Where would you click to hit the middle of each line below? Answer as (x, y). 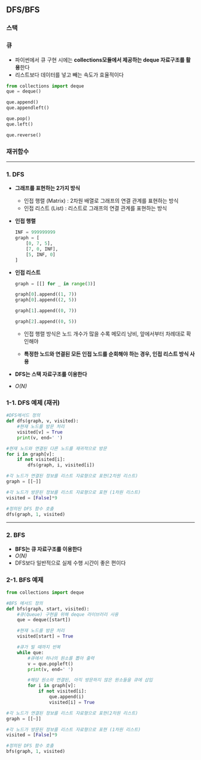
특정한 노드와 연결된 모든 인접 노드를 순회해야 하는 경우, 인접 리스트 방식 (106, 354)
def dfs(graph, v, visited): (42, 421)
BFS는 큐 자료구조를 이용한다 (48, 549)
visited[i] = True (72, 702)
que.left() (20, 124)
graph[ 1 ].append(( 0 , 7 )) (46, 311)
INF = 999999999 (35, 233)
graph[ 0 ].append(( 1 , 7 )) (46, 294)
